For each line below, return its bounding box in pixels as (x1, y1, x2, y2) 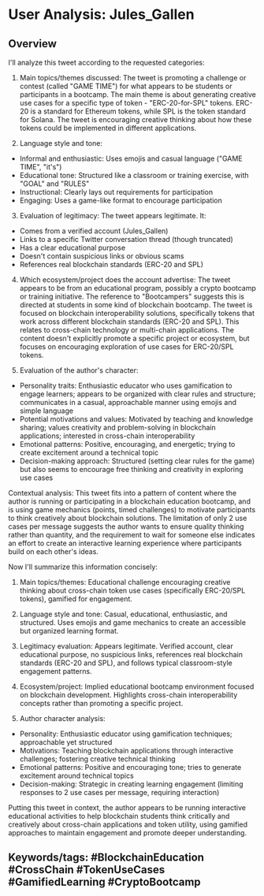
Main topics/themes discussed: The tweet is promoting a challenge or (19, 73, 247, 82)
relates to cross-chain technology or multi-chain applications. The (19, 325, 235, 334)
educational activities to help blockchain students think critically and (8, 812, 230, 820)
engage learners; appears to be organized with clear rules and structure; (19, 389, 256, 399)
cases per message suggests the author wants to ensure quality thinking (8, 522, 244, 531)
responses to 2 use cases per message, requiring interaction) (19, 788, 220, 797)
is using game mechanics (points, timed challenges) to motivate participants (8, 505, 256, 514)
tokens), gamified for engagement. (19, 594, 132, 604)
